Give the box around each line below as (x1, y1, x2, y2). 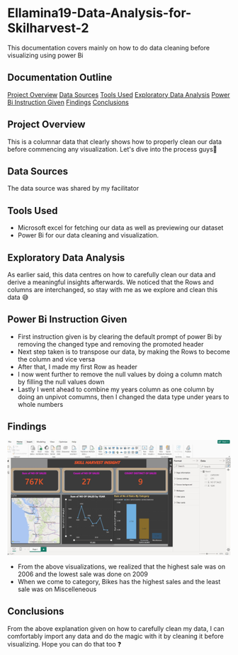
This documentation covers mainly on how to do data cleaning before (7, 43, 210, 52)
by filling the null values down (17, 377, 105, 386)
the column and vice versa (17, 354, 96, 363)
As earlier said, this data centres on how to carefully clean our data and (7, 271, 216, 279)
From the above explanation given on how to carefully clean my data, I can (7, 624, 225, 632)
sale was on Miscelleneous (17, 585, 97, 593)
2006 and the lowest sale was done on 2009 (17, 569, 149, 578)
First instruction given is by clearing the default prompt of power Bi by (17, 332, 222, 341)
